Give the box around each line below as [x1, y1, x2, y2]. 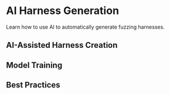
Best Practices [6, 80, 60, 90]
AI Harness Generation [6, 4, 119, 18]
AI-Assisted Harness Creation [6, 40, 118, 50]
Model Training [6, 60, 63, 70]
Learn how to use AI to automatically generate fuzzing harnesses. [6, 23, 165, 30]
